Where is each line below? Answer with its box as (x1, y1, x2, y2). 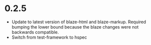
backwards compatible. (11, 29, 59, 35)
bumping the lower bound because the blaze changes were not (11, 24, 139, 30)
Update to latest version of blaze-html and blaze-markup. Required (11, 19, 147, 25)
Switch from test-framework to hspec (11, 34, 87, 40)
